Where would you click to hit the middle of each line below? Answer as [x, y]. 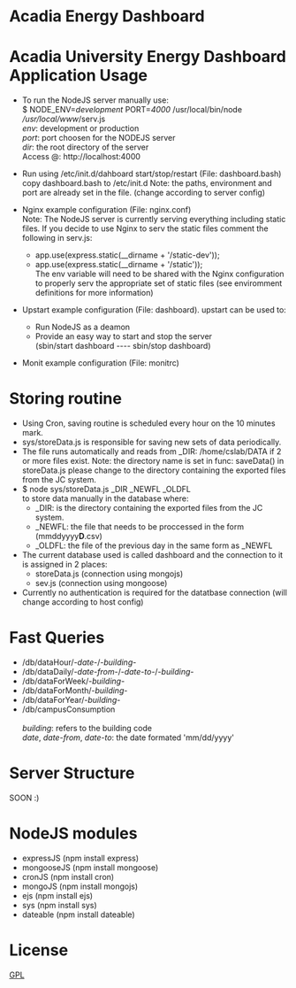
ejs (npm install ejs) [57, 895]
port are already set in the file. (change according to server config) [144, 193]
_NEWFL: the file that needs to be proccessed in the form [140, 527]
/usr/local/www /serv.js [64, 119]
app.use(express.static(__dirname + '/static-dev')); [127, 255]
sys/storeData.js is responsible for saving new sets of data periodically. [152, 442]
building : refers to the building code [87, 728]
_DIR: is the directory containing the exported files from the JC [149, 508]
